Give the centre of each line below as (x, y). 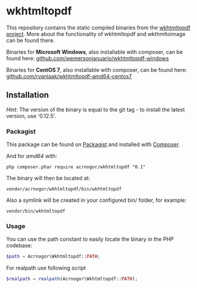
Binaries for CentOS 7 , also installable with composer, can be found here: (97, 69)
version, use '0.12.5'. (31, 116)
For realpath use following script (46, 268)
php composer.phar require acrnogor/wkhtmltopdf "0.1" (76, 167)
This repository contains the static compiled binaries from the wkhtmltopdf (98, 28)
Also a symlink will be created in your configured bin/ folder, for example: (96, 200)
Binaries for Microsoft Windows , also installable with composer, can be (95, 51)
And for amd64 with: (32, 156)
